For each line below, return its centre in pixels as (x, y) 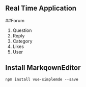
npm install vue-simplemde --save (42, 79)
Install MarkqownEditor (43, 68)
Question (22, 30)
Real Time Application (41, 8)
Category (22, 41)
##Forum (15, 20)
